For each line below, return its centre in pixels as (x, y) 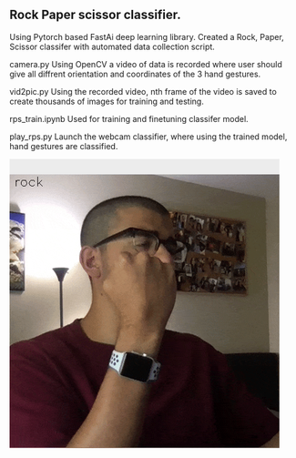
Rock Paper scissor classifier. (95, 15)
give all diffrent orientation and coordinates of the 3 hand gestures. (135, 74)
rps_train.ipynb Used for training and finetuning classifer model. (129, 118)
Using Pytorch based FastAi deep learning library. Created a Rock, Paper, (147, 36)
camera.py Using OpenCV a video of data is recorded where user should (146, 64)
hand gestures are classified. (64, 146)
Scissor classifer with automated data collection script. (112, 46)
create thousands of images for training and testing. (107, 101)
